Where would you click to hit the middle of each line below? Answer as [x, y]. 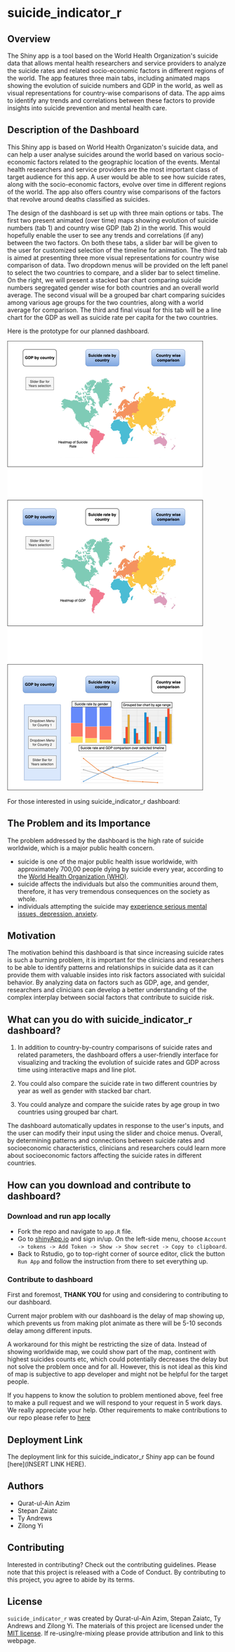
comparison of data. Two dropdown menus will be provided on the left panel [117, 265]
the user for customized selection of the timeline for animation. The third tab [117, 250]
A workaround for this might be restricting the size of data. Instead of [107, 1344]
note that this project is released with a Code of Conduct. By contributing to [116, 1572]
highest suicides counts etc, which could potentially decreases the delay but [118, 1359]
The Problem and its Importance [79, 824]
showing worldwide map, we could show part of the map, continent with [112, 1352]
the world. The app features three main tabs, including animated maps [109, 78]
